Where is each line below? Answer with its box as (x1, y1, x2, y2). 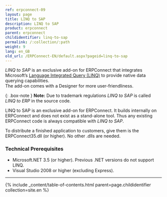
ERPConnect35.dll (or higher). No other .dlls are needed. (5, 133, 121, 139)
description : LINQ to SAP (5, 21, 59, 26)
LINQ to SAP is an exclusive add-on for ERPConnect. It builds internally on (5, 107, 157, 113)
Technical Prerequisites (5, 145, 64, 152)
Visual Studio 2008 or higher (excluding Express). (12, 167, 114, 173)
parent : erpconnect (5, 30, 46, 35)
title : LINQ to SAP (5, 16, 46, 21)
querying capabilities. (5, 78, 50, 84)
